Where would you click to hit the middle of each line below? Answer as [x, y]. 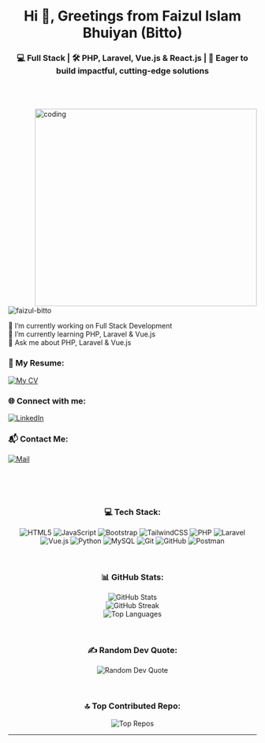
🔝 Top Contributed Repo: [132, 706]
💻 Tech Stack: [132, 512]
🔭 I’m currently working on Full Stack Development [90, 326]
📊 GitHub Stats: [132, 577]
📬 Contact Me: [38, 439]
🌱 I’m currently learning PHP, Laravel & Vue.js [82, 334]
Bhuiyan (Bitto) [132, 33]
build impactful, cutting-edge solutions [132, 71]
